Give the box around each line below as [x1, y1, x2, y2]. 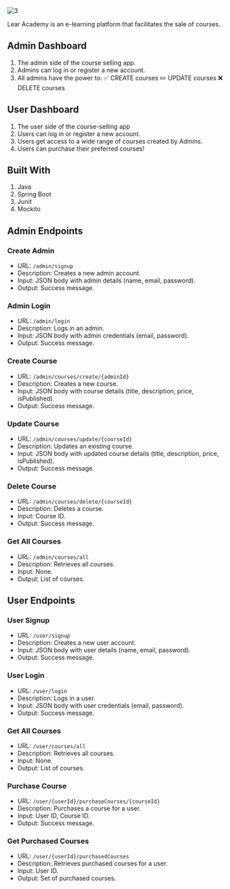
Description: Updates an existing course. [17, 442, 134, 450]
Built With [7, 164, 51, 176]
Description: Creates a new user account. [17, 638, 136, 647]
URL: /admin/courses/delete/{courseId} [17, 497, 133, 506]
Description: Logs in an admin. [17, 324, 105, 332]
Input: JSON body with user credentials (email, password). [17, 701, 184, 709]
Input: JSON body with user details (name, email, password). [17, 646, 191, 654]
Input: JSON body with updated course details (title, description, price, [17, 450, 220, 458]
